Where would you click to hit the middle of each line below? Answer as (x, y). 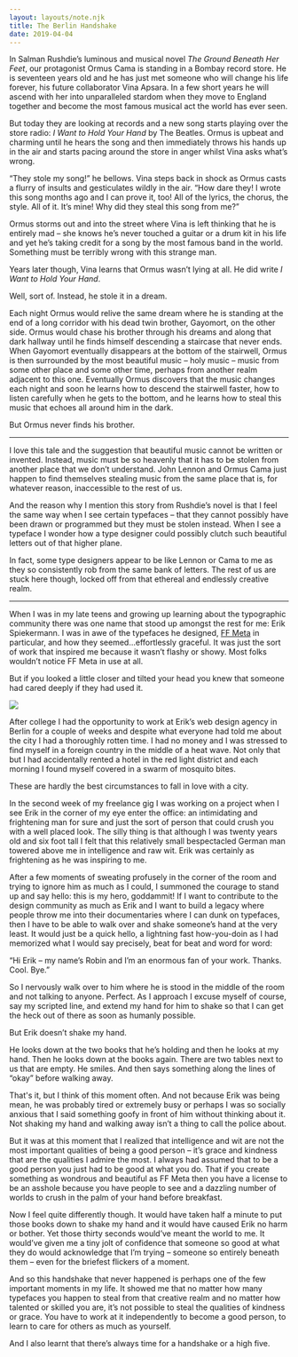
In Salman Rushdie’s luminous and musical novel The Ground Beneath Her (144, 60)
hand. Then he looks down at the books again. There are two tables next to (146, 1059)
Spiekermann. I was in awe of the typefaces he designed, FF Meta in (134, 633)
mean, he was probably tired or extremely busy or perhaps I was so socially (148, 1105)
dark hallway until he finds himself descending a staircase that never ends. (146, 342)
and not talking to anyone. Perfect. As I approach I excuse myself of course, (148, 996)
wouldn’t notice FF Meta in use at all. (76, 662)
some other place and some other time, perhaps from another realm (133, 370)
